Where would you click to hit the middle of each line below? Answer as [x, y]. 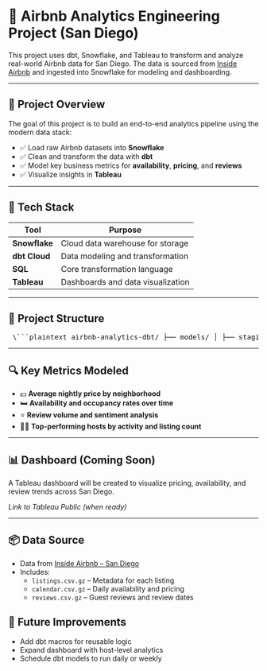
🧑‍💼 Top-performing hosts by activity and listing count [110, 427]
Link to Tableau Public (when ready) [68, 507]
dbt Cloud [31, 256]
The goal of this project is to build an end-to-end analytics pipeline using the [133, 123]
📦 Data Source [46, 540]
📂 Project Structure [56, 318]
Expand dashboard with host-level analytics [91, 650]
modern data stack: [40, 132]
